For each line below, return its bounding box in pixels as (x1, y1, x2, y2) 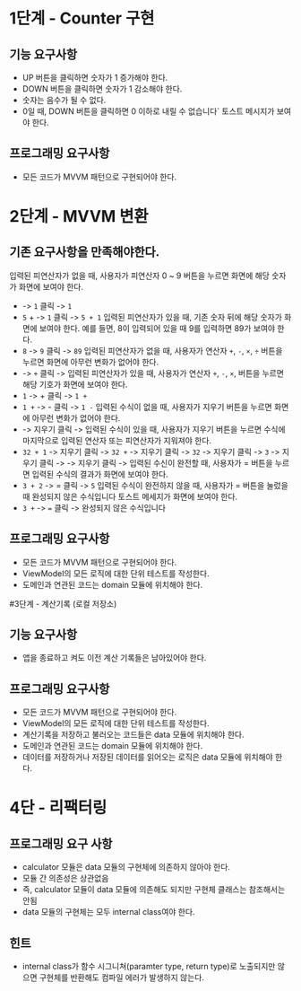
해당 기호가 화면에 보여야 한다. (21, 379, 128, 390)
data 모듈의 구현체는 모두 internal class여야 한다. (21, 907, 195, 917)
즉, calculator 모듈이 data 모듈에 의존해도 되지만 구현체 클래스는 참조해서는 (21, 884, 286, 895)
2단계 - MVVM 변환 (9, 206, 150, 226)
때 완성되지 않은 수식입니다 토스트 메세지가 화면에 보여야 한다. (21, 491, 238, 502)
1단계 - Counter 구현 (9, 8, 155, 29)
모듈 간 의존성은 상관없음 (21, 873, 109, 884)
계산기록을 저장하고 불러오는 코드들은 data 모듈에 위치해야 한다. (21, 729, 245, 741)
